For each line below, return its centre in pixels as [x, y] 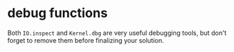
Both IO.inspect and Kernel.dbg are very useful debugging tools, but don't [117, 33]
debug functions [58, 13]
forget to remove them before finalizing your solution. [86, 40]
